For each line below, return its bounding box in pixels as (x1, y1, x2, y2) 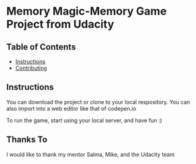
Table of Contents (6, 42, 77, 52)
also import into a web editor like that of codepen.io (6, 105, 137, 112)
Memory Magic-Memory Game (6, 4, 167, 18)
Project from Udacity (6, 17, 115, 31)
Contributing (15, 64, 47, 72)
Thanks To (6, 135, 48, 145)
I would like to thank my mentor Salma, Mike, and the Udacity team (6, 151, 175, 158)
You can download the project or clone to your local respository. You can (6, 98, 190, 105)
